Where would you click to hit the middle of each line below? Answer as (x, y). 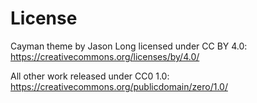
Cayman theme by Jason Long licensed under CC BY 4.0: (129, 46)
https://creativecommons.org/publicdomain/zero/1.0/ (119, 86)
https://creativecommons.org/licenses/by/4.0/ (105, 56)
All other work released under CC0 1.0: (90, 76)
